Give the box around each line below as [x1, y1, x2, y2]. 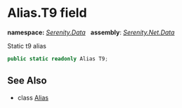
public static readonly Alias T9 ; [7, 55, 109, 62]
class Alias [17, 93, 49, 102]
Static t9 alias [7, 41, 47, 50]
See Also [7, 75, 47, 87]
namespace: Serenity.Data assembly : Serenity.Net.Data [7, 28, 175, 36]
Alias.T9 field [7, 5, 87, 21]
